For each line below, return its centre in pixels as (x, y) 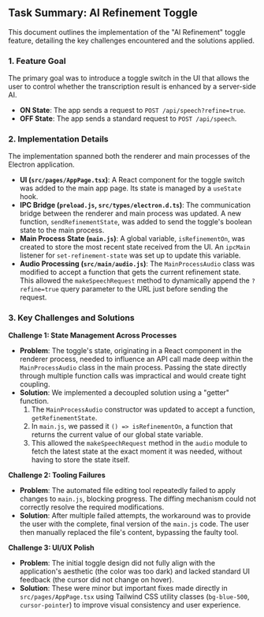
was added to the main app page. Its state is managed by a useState (130, 188)
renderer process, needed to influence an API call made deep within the (136, 359)
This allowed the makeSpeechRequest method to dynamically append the (134, 280)
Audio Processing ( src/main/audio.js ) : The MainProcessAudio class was (137, 264)
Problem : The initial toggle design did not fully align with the (117, 562)
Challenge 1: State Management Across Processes (93, 335)
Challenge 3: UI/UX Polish (51, 547)
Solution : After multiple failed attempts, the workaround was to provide (135, 515)
